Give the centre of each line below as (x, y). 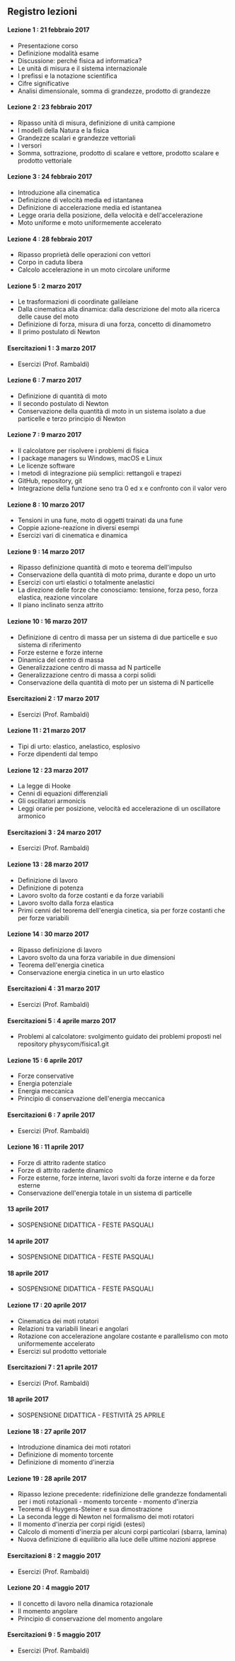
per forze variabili (43, 917)
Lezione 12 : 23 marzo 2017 (48, 770)
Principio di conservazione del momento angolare (90, 1618)
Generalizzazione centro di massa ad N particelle (89, 667)
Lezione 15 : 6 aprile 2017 (45, 1060)
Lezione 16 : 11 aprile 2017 (46, 1147)
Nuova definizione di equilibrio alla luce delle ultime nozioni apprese (117, 1540)
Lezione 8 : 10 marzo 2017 (46, 504)
